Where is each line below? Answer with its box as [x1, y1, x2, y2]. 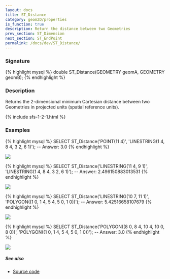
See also [5, 256, 24, 262]
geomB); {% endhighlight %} [5, 74, 65, 80]
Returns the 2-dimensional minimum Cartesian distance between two [5, 99, 150, 105]
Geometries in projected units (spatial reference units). [5, 104, 120, 110]
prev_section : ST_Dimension [5, 31, 65, 36]
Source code [12, 268, 40, 274]
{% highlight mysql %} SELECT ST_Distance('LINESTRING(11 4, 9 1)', [5, 163, 148, 169]
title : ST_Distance [5, 12, 47, 17]
